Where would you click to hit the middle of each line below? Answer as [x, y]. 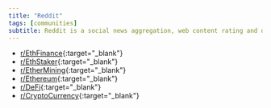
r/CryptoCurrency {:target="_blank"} [79, 96]
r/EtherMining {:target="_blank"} [73, 70]
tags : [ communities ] [43, 23]
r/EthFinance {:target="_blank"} [71, 54]
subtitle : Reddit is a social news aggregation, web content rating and [133, 30]
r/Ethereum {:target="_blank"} [69, 79]
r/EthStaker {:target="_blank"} [69, 62]
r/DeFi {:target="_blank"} [60, 87]
